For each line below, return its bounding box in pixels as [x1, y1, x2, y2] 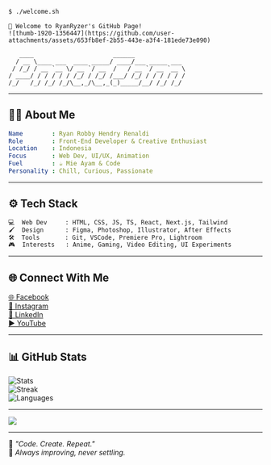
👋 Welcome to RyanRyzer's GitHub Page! [8, 22, 143, 30]
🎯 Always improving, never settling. [8, 447, 126, 457]
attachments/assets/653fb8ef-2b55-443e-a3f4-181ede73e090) [8, 36, 211, 44]
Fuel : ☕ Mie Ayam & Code [8, 160, 121, 168]
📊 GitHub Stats [8, 350, 87, 364]
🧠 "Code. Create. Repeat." [8, 438, 95, 448]
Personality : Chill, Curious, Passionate [8, 167, 153, 175]
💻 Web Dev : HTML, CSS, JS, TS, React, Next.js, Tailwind [8, 218, 228, 226]
